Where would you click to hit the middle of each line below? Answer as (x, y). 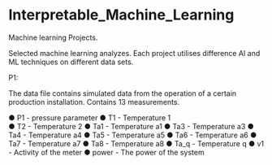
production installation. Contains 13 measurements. (94, 102)
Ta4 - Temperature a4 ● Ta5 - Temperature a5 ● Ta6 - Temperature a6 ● (133, 135)
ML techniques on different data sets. (71, 62)
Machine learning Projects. (53, 37)
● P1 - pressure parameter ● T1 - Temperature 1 (90, 117)
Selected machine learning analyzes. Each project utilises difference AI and (134, 53)
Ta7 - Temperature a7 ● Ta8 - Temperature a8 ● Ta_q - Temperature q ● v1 (136, 143)
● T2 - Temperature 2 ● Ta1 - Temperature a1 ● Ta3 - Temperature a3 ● (131, 126)
